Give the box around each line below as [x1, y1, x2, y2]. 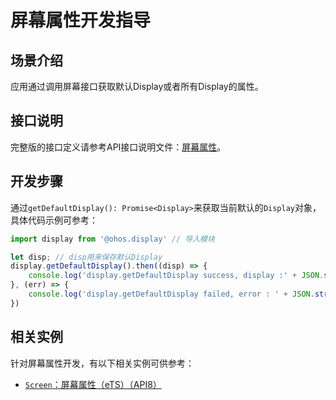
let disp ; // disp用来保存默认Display [10, 252, 163, 262]
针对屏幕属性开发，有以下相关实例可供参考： [10, 357, 195, 369]
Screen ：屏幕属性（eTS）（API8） [24, 378, 162, 390]
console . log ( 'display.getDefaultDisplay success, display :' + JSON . [28, 271, 325, 281]
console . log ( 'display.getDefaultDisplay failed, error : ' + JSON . [28, 289, 315, 299]
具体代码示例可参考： [10, 214, 98, 226]
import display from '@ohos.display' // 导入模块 [10, 234, 215, 244]
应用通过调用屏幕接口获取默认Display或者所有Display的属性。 [10, 81, 264, 92]
